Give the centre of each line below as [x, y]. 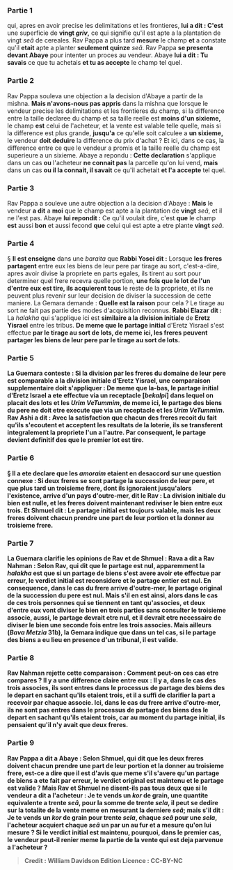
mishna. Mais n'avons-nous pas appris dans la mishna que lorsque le [108, 103]
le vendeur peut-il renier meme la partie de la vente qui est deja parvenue [115, 839]
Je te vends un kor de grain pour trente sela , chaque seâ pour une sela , [112, 817]
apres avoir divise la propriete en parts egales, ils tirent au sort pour [104, 273]
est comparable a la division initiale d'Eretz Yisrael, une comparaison [109, 381]
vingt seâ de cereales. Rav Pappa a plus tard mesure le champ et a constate [117, 40]
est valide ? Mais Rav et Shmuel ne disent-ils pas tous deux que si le [107, 788]
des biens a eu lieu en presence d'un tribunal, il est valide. [93, 640]
